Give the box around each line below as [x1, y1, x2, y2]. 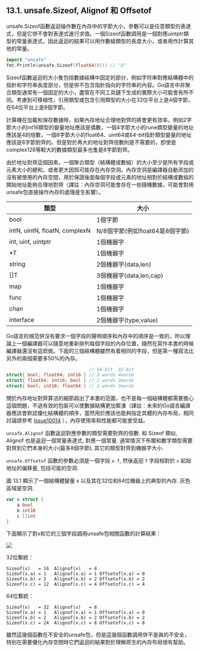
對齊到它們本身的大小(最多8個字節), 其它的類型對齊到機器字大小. [6, 445, 164, 452]
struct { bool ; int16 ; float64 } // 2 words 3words [6, 383, 135, 389]
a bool [17, 502, 33, 508]
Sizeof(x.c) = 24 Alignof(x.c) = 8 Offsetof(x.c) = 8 [6, 620, 145, 626]
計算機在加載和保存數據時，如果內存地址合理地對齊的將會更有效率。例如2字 [6, 116, 192, 123]
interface [9, 315, 35, 324]
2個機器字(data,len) [96, 260, 152, 268]
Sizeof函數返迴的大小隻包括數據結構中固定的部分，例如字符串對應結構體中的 [6, 74, 194, 81]
